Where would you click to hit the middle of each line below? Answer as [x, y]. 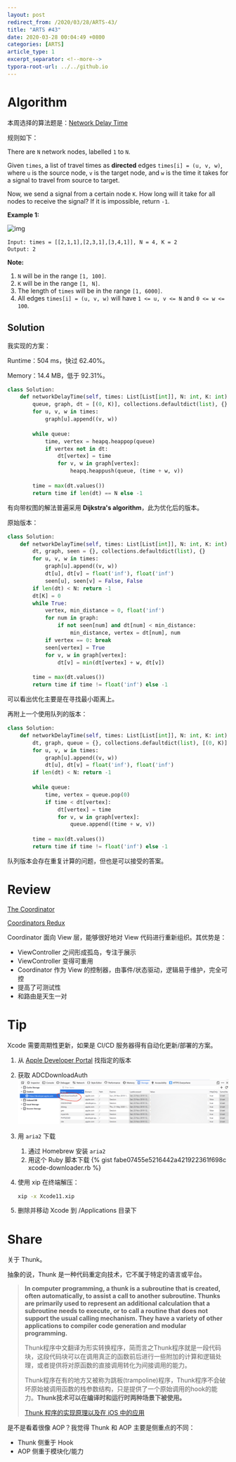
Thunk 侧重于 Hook [45, 1442]
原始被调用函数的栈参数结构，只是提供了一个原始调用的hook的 [121, 1389]
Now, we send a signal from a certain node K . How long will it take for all [111, 194]
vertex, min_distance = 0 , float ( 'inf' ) [105, 611]
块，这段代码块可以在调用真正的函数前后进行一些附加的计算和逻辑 [120, 1357]
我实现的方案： [29, 345]
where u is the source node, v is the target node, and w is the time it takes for [118, 173]
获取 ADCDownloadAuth [52, 1075]
